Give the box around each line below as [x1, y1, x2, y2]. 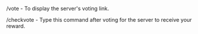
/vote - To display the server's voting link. [6, 5, 110, 12]
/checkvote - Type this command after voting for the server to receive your [6, 16, 193, 23]
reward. [6, 23, 25, 29]
